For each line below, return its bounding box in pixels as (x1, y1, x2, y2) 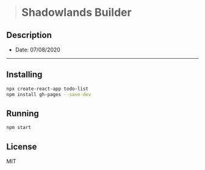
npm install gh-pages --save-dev (6, 91, 92, 97)
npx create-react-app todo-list (6, 86, 88, 92)
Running (6, 108, 40, 119)
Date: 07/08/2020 (15, 46, 61, 53)
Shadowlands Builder (21, 6, 132, 20)
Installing (6, 70, 43, 80)
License (6, 141, 37, 152)
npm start (6, 125, 32, 131)
